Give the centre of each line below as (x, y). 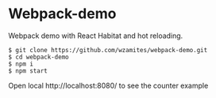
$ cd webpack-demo (39, 57)
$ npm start (28, 71)
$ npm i (21, 64)
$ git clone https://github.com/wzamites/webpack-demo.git (108, 50)
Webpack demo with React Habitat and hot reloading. (96, 36)
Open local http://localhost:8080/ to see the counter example (108, 85)
